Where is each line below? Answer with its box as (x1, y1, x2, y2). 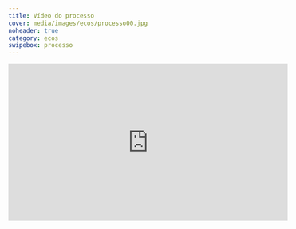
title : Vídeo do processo (8, 11, 94, 20)
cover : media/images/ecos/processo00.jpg (8, 19, 148, 27)
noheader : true (8, 26, 59, 34)
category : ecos (8, 34, 59, 42)
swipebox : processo (8, 41, 73, 49)
